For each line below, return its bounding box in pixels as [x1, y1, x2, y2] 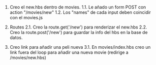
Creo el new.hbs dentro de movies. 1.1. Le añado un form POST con [9, 4, 146, 10]
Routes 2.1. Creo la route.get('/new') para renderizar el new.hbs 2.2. [9, 24, 147, 30]
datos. [9, 34, 23, 40]
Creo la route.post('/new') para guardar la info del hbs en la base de [9, 30, 148, 35]
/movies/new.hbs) [9, 55, 47, 61]
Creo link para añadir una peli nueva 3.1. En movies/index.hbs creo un [9, 44, 151, 50]
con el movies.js [9, 15, 43, 20]
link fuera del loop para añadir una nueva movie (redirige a [9, 49, 129, 55]
